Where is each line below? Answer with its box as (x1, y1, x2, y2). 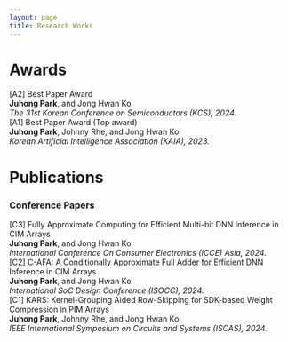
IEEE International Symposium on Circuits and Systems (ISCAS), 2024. (9, 322, 268, 333)
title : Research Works (9, 21, 93, 30)
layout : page (9, 12, 58, 22)
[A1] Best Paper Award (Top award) (9, 117, 138, 128)
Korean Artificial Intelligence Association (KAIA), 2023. (9, 136, 211, 147)
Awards (9, 60, 68, 80)
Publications (9, 167, 104, 187)
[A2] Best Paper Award (9, 89, 93, 99)
